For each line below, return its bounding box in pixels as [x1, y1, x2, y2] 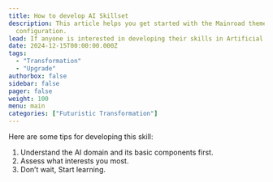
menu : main [8, 102, 45, 110]
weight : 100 [8, 95, 49, 103]
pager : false [8, 87, 53, 95]
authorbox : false [8, 72, 67, 80]
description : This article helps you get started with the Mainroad [8, 19, 245, 28]
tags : [8, 49, 27, 57]
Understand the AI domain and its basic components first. [19, 147, 214, 157]
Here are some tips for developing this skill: [8, 132, 154, 142]
